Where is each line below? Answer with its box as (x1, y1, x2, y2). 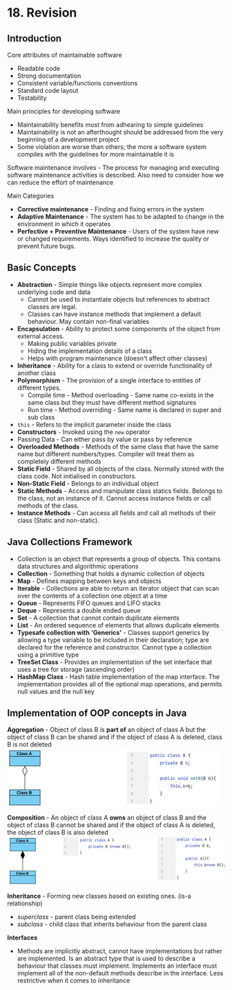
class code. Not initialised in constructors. (17, 471, 137, 480)
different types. (17, 383, 61, 392)
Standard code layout (17, 87, 79, 94)
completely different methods (17, 457, 101, 465)
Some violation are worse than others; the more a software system (17, 143, 207, 150)
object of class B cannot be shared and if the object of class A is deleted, (7, 821, 215, 829)
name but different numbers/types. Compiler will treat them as (17, 449, 195, 458)
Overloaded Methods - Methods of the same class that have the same (17, 442, 219, 451)
